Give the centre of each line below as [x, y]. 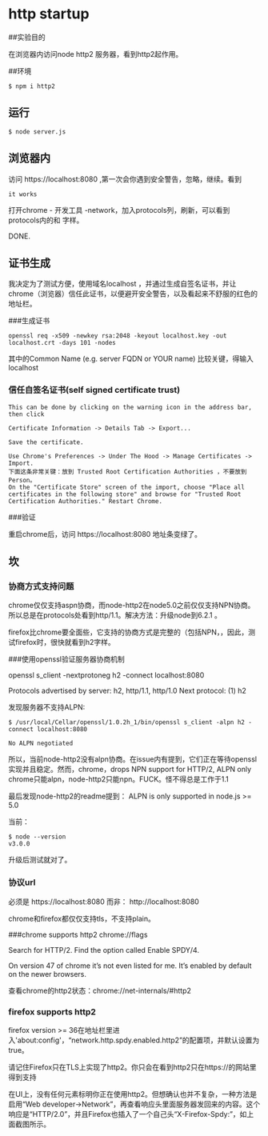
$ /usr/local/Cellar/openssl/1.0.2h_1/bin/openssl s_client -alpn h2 [127, 722]
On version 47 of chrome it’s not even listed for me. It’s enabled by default [130, 966]
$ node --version [37, 837]
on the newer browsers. [47, 974]
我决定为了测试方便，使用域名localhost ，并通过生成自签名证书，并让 [122, 284]
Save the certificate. [46, 442]
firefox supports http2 [52, 1011]
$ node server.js [37, 132]
